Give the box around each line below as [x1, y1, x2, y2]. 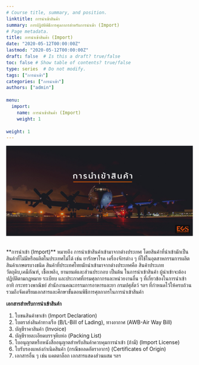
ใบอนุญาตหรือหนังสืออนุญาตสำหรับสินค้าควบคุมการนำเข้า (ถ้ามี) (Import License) [14, 338, 180, 345]
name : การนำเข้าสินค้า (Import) [17, 110, 81, 116]
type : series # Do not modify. [6, 66, 86, 72]
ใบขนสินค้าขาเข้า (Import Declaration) [14, 312, 98, 319]
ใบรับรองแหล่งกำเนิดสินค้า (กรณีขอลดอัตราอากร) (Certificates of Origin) [14, 345, 166, 353]
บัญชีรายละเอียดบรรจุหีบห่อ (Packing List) [14, 332, 102, 339]
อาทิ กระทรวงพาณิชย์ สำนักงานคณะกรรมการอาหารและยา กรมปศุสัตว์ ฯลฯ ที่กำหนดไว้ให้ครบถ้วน [6, 281, 192, 288]
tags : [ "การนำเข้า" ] [6, 72, 49, 78]
